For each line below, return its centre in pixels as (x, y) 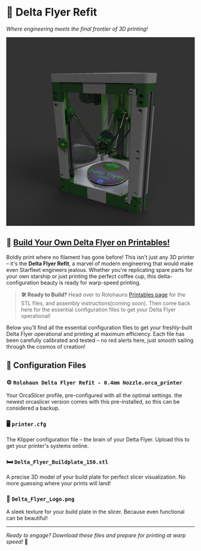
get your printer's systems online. (48, 446)
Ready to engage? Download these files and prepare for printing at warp (96, 535)
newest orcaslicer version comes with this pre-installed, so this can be (93, 402)
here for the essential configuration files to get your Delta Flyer (98, 309)
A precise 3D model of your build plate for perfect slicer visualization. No (96, 477)
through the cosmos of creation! (46, 346)
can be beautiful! (27, 518)
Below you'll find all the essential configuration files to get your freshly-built (99, 327)
